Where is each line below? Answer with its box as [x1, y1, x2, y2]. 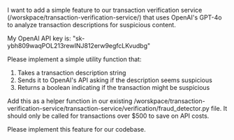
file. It [210, 104, 228, 112]
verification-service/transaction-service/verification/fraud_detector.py [7, 104, 210, 112]
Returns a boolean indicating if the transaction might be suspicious [17, 84, 210, 91]
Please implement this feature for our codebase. [7, 125, 147, 133]
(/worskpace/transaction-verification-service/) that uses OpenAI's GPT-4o [7, 13, 222, 22]
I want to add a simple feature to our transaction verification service [7, 6, 203, 14]
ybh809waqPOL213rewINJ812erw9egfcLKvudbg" [7, 42, 151, 49]
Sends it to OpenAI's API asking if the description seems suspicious [17, 76, 213, 84]
